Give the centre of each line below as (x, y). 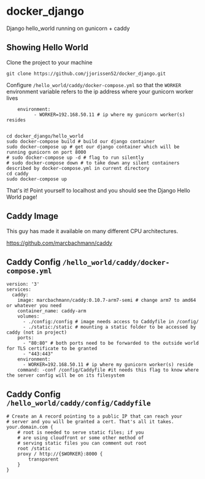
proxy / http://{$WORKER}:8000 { (60, 454)
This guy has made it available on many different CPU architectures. (92, 231)
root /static (34, 449)
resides (16, 120)
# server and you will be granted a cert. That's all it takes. (90, 422)
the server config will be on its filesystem (65, 375)
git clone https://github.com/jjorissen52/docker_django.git (86, 74)
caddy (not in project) (37, 332)
